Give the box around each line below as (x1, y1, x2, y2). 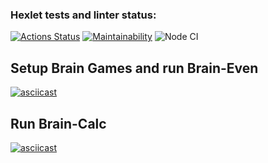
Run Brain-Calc (10, 115, 107, 132)
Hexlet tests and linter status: (10, 8, 157, 22)
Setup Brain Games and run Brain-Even (10, 59, 259, 77)
